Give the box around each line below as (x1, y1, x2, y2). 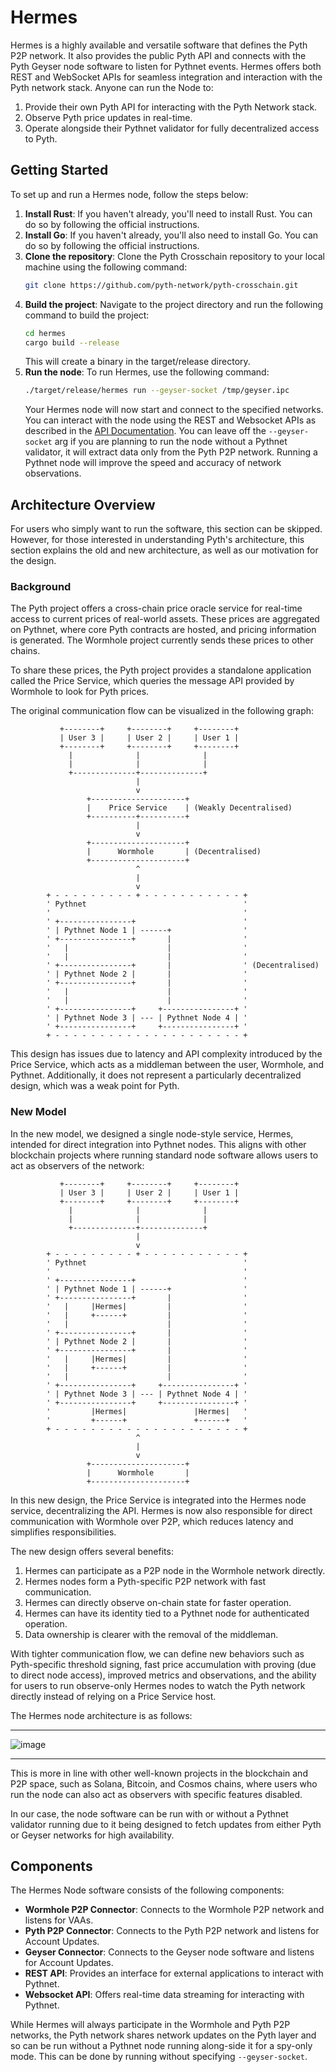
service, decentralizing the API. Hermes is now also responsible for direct (10, 1504, 313, 1516)
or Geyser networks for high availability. (10, 1829, 175, 1841)
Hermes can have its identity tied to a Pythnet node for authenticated (24, 1607, 310, 1619)
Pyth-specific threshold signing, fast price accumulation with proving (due (10, 1658, 317, 1670)
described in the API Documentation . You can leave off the (24, 425, 267, 437)
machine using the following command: (24, 261, 188, 273)
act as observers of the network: (10, 1159, 145, 1171)
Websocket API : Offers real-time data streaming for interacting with (24, 1989, 305, 2001)
